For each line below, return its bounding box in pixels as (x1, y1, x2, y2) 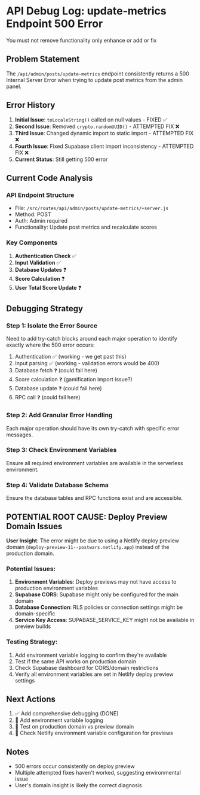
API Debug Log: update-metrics (6, 4, 167, 18)
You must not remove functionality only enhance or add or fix (6, 37, 157, 44)
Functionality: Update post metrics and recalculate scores (14, 223, 157, 231)
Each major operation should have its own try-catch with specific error (6, 424, 180, 432)
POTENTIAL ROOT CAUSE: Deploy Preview (6, 512, 168, 522)
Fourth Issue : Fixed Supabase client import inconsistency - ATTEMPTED (14, 142, 194, 150)
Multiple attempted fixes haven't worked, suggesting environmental (14, 769, 181, 776)
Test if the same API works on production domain (14, 657, 137, 665)
